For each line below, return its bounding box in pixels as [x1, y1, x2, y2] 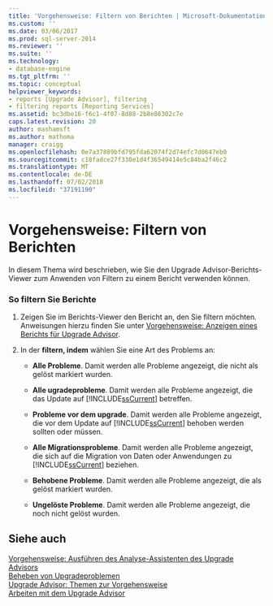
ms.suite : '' [8, 50, 53, 58]
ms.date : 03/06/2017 [8, 27, 79, 35]
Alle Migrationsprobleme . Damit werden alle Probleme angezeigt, [32, 442, 253, 452]
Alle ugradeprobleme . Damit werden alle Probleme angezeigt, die [32, 385, 253, 395]
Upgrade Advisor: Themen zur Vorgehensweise [8, 579, 168, 589]
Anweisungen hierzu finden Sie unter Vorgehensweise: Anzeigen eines [19, 320, 258, 330]
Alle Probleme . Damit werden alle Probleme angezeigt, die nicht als [32, 361, 258, 370]
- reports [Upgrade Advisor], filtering [8, 95, 148, 103]
